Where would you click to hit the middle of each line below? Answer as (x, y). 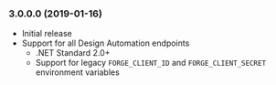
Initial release (47, 34)
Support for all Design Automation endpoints (106, 43)
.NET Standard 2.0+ (73, 53)
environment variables (77, 72)
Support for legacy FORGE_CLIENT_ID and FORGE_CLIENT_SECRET (151, 63)
